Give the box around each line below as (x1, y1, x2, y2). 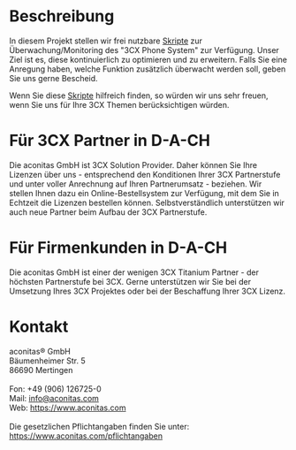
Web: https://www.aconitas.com (9, 402, 126, 413)
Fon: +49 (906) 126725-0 (9, 383, 102, 394)
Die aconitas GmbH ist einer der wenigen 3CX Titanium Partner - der (9, 267, 259, 278)
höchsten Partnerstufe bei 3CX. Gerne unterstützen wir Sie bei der (9, 276, 252, 286)
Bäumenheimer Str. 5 (9, 355, 86, 366)
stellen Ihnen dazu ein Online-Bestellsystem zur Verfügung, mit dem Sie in (9, 187, 280, 198)
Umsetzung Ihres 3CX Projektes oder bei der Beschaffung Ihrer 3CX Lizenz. (9, 286, 285, 296)
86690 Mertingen (9, 364, 73, 375)
